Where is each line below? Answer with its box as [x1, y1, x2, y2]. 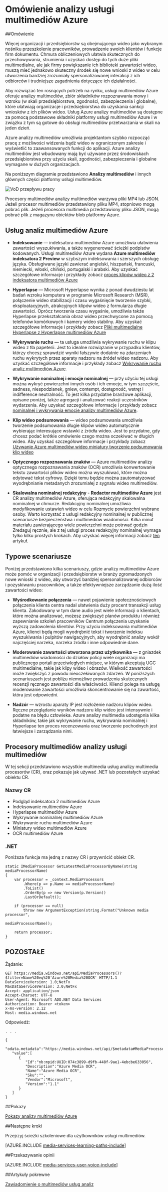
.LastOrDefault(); [23, 895, 61, 900]
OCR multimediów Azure [12, 830, 63, 836]
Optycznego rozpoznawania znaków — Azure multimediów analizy [12, 459, 152, 465]
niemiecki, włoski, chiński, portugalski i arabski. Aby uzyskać [12, 266, 138, 272]
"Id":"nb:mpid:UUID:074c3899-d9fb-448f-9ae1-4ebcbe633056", [25, 1060, 153, 1065]
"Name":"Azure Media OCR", [25, 1068, 81, 1073]
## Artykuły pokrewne [5, 1171, 50, 1177]
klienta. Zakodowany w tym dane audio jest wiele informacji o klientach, [12, 607, 161, 613]
